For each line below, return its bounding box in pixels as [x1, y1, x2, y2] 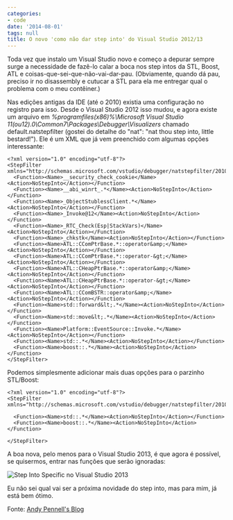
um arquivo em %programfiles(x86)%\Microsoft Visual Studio [7, 112, 184, 121]
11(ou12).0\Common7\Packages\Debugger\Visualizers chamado [7, 120, 189, 128]
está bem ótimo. [7, 492, 53, 500]
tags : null [7, 29, 39, 37]
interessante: [7, 142, 45, 151]
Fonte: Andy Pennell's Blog [7, 505, 85, 514]
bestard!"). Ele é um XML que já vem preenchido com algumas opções [7, 135, 209, 143]
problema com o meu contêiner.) [7, 85, 101, 93]
